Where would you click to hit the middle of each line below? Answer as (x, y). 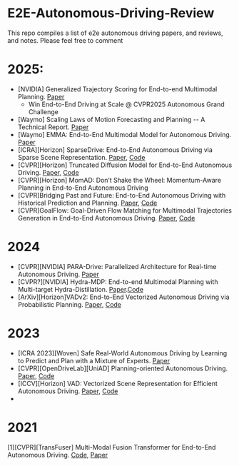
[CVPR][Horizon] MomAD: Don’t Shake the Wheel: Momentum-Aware (119, 180)
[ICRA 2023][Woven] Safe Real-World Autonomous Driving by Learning (122, 353)
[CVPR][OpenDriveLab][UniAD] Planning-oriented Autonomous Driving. (123, 368)
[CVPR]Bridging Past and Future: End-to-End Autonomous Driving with (122, 195)
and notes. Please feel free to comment (65, 40)
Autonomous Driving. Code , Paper (58, 455)
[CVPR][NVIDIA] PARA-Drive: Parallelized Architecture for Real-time (117, 266)
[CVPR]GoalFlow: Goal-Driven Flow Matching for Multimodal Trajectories (124, 210)
